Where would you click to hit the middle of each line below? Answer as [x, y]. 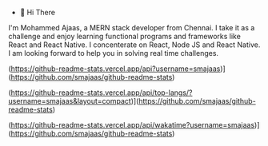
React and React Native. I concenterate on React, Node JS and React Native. [134, 45]
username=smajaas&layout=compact [70, 101]
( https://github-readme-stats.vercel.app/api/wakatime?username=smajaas [132, 125]
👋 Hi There [38, 12]
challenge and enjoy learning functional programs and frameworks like [125, 36]
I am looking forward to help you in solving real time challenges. [113, 53]
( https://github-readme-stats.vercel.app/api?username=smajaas [114, 69]
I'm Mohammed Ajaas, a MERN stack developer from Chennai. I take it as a [132, 28]
